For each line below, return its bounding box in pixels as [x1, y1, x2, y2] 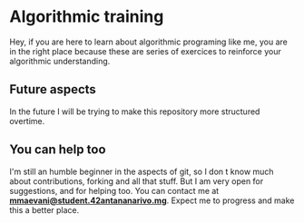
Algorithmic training [9, 6, 164, 27]
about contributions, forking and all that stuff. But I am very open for [9, 175, 264, 187]
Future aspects [9, 82, 97, 97]
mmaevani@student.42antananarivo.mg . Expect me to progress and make [9, 195, 295, 206]
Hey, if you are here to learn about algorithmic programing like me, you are [9, 36, 289, 47]
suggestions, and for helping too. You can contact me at [9, 185, 220, 196]
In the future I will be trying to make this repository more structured [9, 106, 260, 117]
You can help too [9, 142, 106, 158]
